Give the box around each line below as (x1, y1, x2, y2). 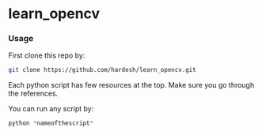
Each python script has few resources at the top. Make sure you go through (8, 81, 255, 90)
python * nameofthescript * (8, 119, 93, 127)
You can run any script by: (8, 104, 94, 114)
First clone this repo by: (8, 51, 85, 60)
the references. (8, 88, 59, 99)
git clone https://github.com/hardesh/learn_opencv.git (8, 66, 196, 74)
